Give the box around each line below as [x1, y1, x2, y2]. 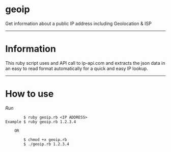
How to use [5, 88, 54, 100]
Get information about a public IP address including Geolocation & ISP [5, 20, 152, 27]
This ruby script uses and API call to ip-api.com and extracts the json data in [5, 60, 165, 66]
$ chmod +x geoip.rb [23, 137, 67, 142]
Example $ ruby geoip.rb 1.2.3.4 [5, 119, 76, 124]
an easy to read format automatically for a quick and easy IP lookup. [5, 65, 149, 71]
